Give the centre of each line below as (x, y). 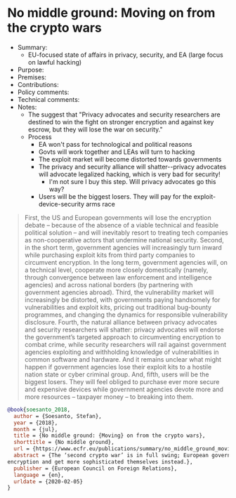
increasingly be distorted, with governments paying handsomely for (122, 299)
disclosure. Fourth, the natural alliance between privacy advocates (121, 322)
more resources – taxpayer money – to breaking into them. (109, 397)
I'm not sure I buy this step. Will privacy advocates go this (132, 181)
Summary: (32, 47)
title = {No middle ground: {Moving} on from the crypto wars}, (110, 436)
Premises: (32, 77)
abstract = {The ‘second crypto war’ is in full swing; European (111, 456)
